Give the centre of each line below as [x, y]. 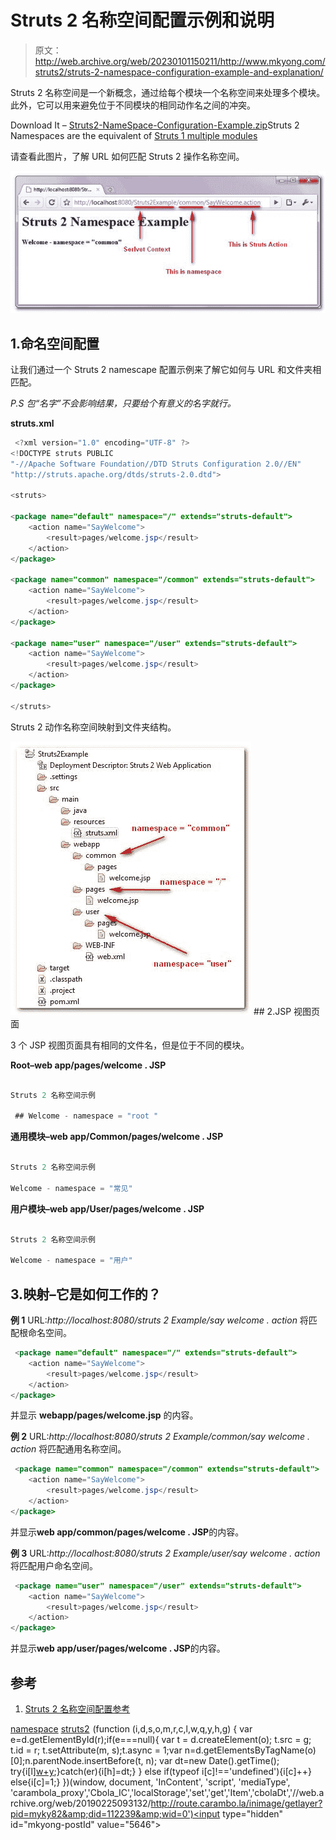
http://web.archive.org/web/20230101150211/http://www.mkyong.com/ [180, 61]
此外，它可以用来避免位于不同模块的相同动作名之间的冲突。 [133, 105]
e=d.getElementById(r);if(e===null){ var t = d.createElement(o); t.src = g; [161, 1739]
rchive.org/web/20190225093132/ [81, 1803]
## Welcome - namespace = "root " [86, 1116]
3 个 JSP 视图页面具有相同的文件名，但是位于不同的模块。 [130, 1045]
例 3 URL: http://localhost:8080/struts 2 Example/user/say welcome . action [165, 1553]
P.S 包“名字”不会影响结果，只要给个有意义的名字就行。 [123, 403]
